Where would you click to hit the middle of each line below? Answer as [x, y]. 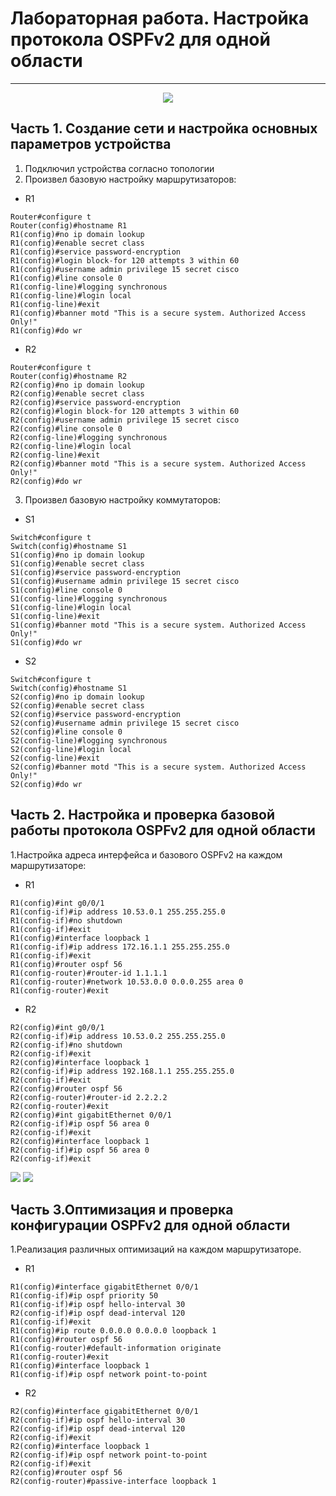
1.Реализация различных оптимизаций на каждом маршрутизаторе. [156, 1249]
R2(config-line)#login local [71, 446]
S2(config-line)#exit [55, 758]
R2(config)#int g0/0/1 [57, 1027]
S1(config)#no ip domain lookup [77, 555]
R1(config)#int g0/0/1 [57, 903]
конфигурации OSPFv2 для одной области [150, 1225]
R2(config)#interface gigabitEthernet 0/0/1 [104, 1412]
